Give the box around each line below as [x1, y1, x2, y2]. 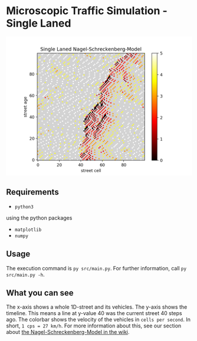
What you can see [6, 287, 74, 298]
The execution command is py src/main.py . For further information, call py [6, 264, 187, 272]
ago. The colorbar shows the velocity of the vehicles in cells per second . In [6, 316, 191, 323]
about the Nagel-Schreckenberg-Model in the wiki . [6, 329, 130, 336]
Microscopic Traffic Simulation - [6, 4, 168, 18]
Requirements [6, 187, 59, 197]
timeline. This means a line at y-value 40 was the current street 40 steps [6, 310, 182, 317]
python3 [14, 204, 34, 210]
